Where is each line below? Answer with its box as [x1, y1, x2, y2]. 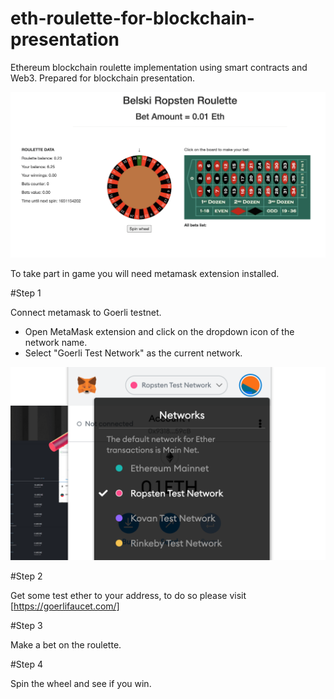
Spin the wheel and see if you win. [10, 678, 152, 690]
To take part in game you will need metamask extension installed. [10, 268, 280, 280]
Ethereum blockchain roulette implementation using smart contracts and [10, 61, 308, 73]
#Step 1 [10, 287, 42, 299]
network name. [24, 337, 88, 349]
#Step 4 [10, 658, 44, 671]
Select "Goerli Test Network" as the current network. [24, 347, 243, 359]
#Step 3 [10, 620, 43, 632]
